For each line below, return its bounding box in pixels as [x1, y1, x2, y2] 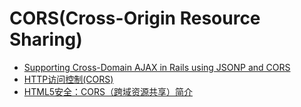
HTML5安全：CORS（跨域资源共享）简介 [23, 85, 194, 97]
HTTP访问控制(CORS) [23, 73, 114, 85]
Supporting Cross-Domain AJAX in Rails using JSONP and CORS [23, 61, 291, 73]
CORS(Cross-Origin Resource [9, 7, 261, 30]
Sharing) [9, 28, 83, 51]
